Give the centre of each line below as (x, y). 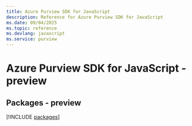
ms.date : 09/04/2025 (32, 22)
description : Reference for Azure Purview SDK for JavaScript (85, 17)
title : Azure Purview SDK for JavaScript (58, 12)
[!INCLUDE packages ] (33, 117)
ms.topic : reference (32, 28)
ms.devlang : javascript (36, 34)
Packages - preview (44, 103)
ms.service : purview (32, 39)
